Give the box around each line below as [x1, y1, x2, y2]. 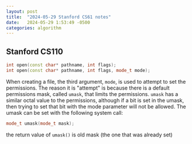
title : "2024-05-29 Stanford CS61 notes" [6, 14, 111, 20]
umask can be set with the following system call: [6, 109, 123, 116]
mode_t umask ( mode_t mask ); [6, 121, 75, 126]
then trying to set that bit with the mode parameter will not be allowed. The [6, 103, 186, 110]
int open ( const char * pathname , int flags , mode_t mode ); [6, 67, 150, 73]
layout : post [6, 8, 38, 15]
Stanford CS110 [6, 46, 63, 56]
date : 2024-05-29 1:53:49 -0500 [6, 19, 91, 25]
